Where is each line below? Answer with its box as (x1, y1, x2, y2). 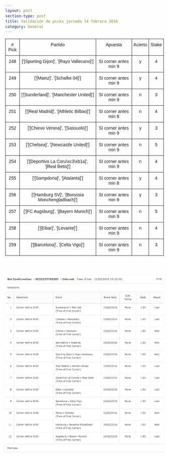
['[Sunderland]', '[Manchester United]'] (21, 92, 95, 98)
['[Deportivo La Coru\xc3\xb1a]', (27, 159, 89, 165)
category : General (5, 24, 44, 29)
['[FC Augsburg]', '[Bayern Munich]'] (23, 209, 92, 214)
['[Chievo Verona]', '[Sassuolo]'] (27, 125, 88, 131)
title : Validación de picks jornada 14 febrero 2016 (5, 19, 118, 24)
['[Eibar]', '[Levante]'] (38, 225, 77, 231)
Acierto (133, 42, 147, 48)
